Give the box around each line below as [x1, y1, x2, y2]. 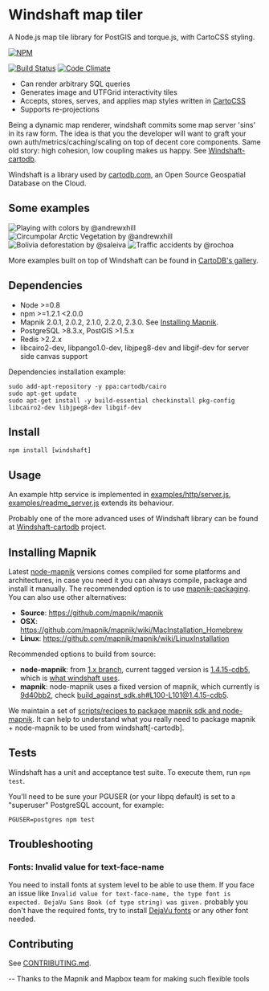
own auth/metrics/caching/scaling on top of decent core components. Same [8, 137, 261, 146]
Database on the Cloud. [8, 178, 87, 188]
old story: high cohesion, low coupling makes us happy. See [8, 145, 207, 155]
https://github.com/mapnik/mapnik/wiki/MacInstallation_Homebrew [19, 625, 243, 634]
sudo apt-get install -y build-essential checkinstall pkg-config [8, 396, 235, 405]
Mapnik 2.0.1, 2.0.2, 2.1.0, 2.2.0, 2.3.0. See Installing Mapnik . [19, 317, 219, 327]
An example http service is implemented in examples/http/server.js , [8, 490, 231, 500]
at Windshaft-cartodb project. [8, 522, 107, 532]
